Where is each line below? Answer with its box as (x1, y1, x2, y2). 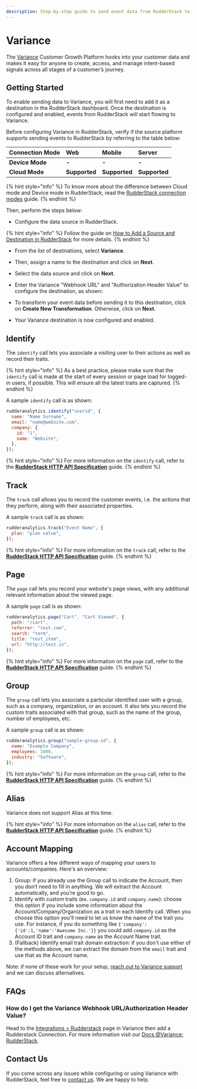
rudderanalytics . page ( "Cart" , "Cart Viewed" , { (6, 614, 125, 620)
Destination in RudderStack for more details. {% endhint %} (6, 236, 150, 243)
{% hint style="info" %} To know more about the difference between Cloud (6, 183, 188, 190)
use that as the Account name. (14, 952, 89, 959)
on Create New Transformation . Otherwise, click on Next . (14, 305, 156, 312)
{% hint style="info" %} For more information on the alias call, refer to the (6, 820, 186, 828)
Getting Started (6, 83, 64, 93)
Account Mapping (6, 844, 73, 854)
